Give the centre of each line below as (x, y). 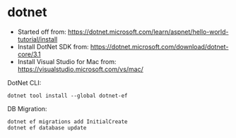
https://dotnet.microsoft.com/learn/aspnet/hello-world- (148, 32)
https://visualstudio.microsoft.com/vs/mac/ (80, 69)
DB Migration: (27, 108)
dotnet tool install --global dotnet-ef (68, 96)
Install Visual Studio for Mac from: (67, 61)
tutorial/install (37, 39)
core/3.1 (29, 54)
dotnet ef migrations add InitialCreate (68, 121)
